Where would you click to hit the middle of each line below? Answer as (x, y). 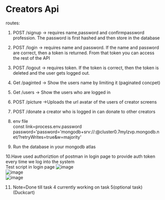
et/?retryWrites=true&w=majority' (47, 137)
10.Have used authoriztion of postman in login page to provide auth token (81, 156)
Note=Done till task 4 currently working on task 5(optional (72, 187)
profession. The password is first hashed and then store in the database (86, 38)
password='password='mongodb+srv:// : (54, 132)
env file (20, 121)
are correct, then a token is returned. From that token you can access (83, 53)
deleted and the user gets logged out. (51, 73)
